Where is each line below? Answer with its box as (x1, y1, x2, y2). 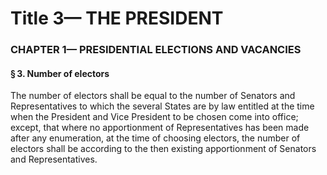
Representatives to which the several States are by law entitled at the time (10, 100, 315, 112)
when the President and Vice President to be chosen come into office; (10, 111, 299, 123)
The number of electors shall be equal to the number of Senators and (10, 90, 296, 102)
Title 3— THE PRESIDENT (10, 7, 224, 30)
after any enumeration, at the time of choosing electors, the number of (10, 132, 301, 144)
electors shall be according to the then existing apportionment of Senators (10, 143, 317, 155)
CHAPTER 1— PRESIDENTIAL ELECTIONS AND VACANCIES (10, 43, 302, 57)
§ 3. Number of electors (10, 67, 110, 79)
